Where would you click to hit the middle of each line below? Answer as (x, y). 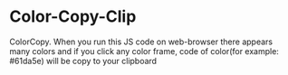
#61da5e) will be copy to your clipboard (83, 61)
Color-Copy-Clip (73, 17)
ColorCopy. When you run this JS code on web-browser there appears (141, 42)
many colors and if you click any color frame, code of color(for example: (144, 51)
